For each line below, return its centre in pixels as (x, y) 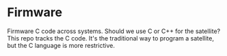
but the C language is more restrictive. (61, 45)
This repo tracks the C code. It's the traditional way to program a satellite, (110, 38)
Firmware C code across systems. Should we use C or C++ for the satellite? (114, 31)
